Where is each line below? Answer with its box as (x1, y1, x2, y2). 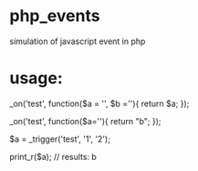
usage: (9, 68, 64, 89)
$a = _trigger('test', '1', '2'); (9, 134, 111, 144)
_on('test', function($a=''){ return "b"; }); (9, 115, 162, 126)
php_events (9, 5, 100, 27)
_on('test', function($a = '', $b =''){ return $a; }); (9, 98, 190, 109)
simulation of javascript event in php (9, 36, 146, 47)
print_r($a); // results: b (9, 151, 98, 162)
